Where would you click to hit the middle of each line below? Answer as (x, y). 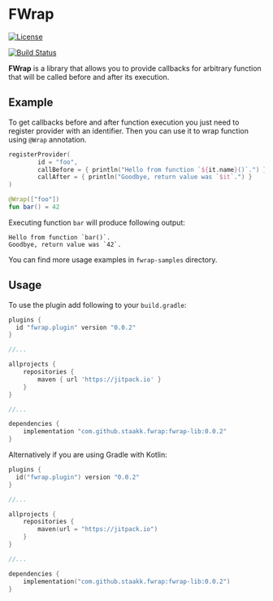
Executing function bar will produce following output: (97, 222)
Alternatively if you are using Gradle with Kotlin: (88, 455)
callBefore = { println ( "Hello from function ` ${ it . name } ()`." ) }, (154, 169)
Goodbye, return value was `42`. (65, 244)
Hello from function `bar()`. (60, 237)
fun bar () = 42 (34, 207)
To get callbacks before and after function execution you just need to (124, 122)
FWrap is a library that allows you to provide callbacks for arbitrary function (135, 68)
